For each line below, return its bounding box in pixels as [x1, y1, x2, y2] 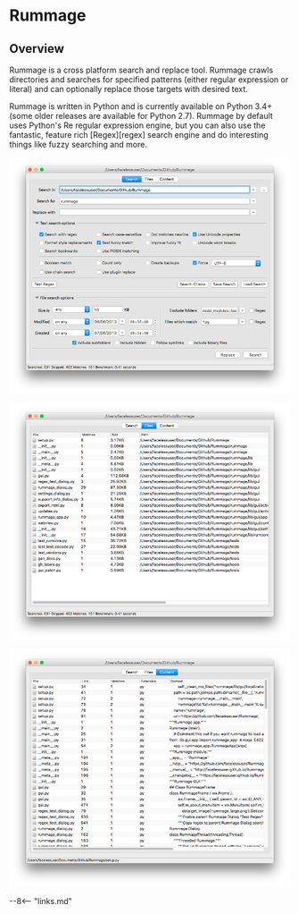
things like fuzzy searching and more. [9, 140, 147, 149]
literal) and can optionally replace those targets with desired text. [9, 84, 248, 94]
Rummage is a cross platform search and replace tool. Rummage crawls [9, 64, 274, 75]
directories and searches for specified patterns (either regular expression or [9, 74, 289, 85]
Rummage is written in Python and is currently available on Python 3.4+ [9, 101, 273, 112]
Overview [9, 41, 65, 56]
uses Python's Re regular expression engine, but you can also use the [9, 120, 266, 131]
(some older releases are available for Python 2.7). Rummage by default [9, 111, 274, 121]
